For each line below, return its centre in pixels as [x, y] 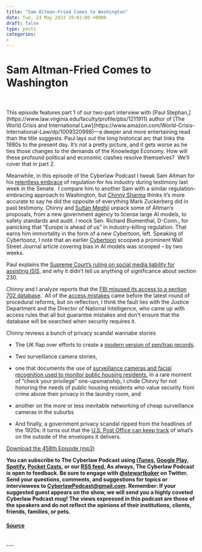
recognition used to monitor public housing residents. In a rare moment [103, 374]
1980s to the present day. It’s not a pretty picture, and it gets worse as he [97, 144]
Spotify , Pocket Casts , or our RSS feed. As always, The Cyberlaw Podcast [100, 466]
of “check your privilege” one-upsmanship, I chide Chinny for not [96, 381]
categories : [21, 34]
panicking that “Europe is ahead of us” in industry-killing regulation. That [96, 227]
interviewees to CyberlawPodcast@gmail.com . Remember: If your [91, 485]
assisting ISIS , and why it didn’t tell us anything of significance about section [101, 271]
